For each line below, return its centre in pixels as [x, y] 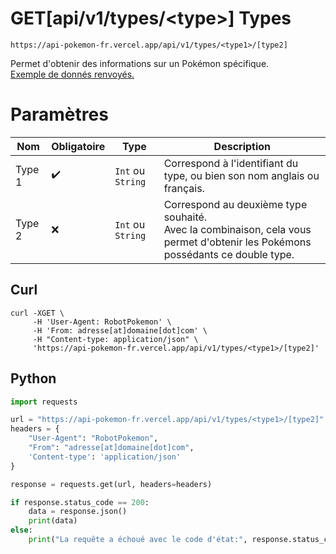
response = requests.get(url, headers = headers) [111, 484]
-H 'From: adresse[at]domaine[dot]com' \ [120, 330]
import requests [44, 402]
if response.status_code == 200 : [80, 502]
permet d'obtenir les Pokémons [237, 242]
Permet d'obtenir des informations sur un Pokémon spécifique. [140, 63]
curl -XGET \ [37, 313]
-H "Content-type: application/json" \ [115, 339]
